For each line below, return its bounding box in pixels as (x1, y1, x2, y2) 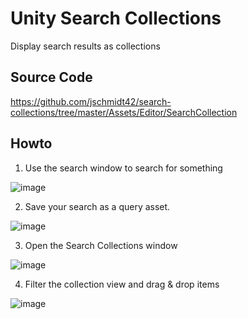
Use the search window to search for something (24, 162, 223, 174)
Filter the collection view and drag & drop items (24, 278, 220, 290)
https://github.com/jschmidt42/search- (10, 95, 172, 107)
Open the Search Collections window (24, 239, 178, 251)
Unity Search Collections (10, 7, 222, 30)
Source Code (10, 69, 93, 86)
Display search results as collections (10, 40, 161, 52)
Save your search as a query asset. (24, 200, 171, 212)
